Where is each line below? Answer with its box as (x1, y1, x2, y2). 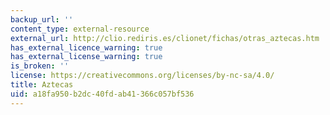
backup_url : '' (10, 14, 74, 25)
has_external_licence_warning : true (10, 42, 163, 53)
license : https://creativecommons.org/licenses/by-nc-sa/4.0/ (10, 71, 275, 81)
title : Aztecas (10, 80, 74, 90)
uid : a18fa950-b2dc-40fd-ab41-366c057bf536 (10, 89, 195, 99)
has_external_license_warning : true (10, 52, 163, 62)
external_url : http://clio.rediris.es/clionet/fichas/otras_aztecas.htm (10, 33, 320, 43)
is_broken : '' (10, 61, 70, 71)
